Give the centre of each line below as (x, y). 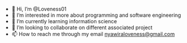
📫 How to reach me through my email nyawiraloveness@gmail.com (93, 34)
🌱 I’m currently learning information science (64, 21)
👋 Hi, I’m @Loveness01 (39, 9)
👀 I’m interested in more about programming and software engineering (96, 15)
